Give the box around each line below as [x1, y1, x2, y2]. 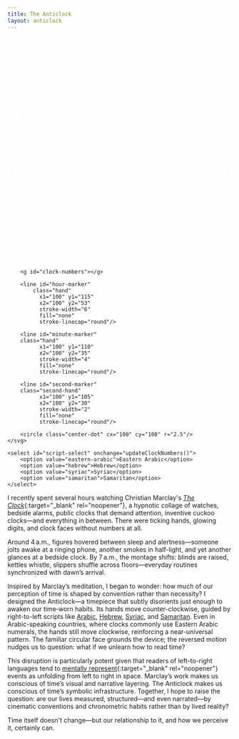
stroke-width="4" [39, 355, 91, 363]
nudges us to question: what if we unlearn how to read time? [7, 643, 185, 651]
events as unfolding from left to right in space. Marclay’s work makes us [7, 671, 219, 680]
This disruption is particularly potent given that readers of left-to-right [7, 656, 213, 665]
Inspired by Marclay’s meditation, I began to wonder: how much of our [7, 582, 213, 590]
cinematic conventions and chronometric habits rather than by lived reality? [7, 702, 230, 710]
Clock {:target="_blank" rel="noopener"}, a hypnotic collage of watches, [7, 501, 219, 510]
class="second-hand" [20, 387, 81, 394]
